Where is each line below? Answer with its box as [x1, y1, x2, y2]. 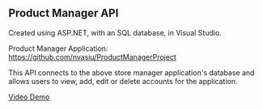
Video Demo [8, 92, 50, 102]
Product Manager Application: [8, 44, 108, 53]
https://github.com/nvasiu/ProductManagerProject [8, 52, 176, 61]
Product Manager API [8, 6, 119, 20]
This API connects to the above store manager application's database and [8, 68, 255, 78]
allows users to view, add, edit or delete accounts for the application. [8, 76, 238, 86]
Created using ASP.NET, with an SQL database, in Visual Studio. [8, 27, 223, 37]
